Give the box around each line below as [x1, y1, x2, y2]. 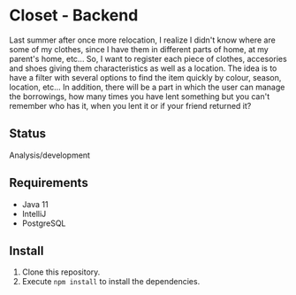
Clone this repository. [21, 267, 101, 277]
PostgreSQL [21, 218, 66, 229]
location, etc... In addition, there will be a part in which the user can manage [9, 82, 285, 92]
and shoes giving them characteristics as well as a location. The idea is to [9, 63, 277, 74]
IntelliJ [21, 208, 47, 219]
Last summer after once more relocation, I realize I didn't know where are [9, 35, 276, 45]
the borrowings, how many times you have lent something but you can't [9, 90, 270, 102]
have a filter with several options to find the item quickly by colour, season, [9, 72, 282, 82]
